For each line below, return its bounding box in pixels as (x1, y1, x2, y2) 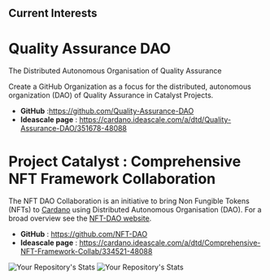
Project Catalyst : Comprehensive (8, 152, 242, 170)
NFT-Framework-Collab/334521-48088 (20, 247, 153, 256)
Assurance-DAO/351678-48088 (20, 124, 128, 133)
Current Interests (8, 7, 98, 20)
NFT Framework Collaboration (8, 169, 216, 188)
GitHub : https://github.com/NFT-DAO (20, 230, 148, 239)
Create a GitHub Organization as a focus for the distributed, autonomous (8, 81, 252, 92)
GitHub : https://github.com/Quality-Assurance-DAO (20, 106, 194, 116)
